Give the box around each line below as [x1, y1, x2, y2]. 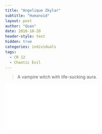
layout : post [5, 18, 32, 23]
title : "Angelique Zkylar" [5, 8, 61, 13]
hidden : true [5, 39, 32, 44]
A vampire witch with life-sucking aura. [17, 74, 98, 80]
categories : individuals [5, 44, 56, 49]
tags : [5, 49, 16, 54]
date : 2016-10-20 [5, 29, 41, 34]
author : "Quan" [5, 24, 37, 29]
